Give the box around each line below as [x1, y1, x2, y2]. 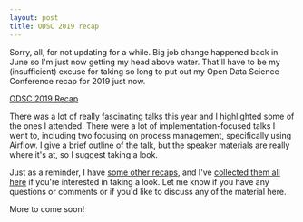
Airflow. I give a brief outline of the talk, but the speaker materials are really [9, 140, 290, 150]
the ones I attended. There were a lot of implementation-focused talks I [9, 120, 276, 131]
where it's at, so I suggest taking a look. [9, 149, 159, 159]
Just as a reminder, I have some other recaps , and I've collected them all [9, 167, 281, 178]
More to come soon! [9, 203, 85, 214]
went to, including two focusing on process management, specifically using [9, 130, 292, 140]
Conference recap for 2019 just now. [9, 75, 146, 86]
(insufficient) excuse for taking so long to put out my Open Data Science [9, 65, 279, 77]
